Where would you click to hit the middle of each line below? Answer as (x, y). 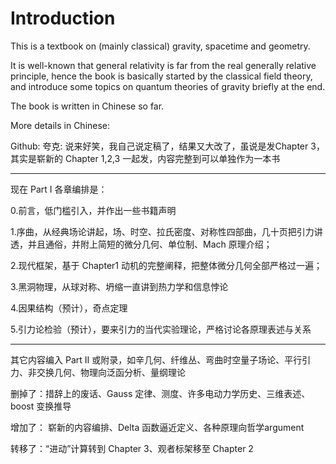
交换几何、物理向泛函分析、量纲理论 (111, 372)
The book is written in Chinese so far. (87, 106)
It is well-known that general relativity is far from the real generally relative (163, 65)
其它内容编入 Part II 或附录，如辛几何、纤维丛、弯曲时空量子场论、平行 (156, 359)
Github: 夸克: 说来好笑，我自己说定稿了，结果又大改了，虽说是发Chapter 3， (167, 146)
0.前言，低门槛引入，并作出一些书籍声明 (93, 210)
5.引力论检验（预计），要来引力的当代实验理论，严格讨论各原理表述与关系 (161, 329)
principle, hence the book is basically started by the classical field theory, (161, 76)
